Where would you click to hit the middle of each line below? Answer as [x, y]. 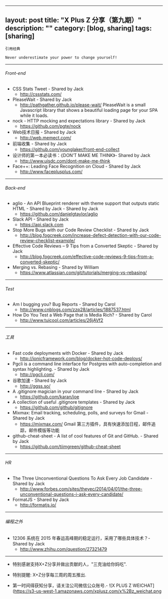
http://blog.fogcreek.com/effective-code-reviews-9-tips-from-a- [87, 257]
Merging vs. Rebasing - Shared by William [55, 267]
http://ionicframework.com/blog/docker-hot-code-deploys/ [81, 358]
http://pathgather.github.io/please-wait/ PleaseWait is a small [83, 105]
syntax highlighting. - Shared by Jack [51, 369]
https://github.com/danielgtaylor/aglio [59, 214]
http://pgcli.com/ [37, 374]
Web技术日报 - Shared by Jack [44, 132]
